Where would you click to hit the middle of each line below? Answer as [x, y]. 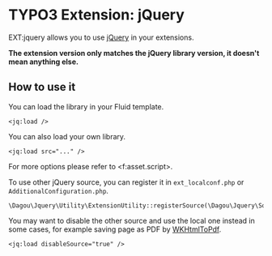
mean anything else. [44, 62]
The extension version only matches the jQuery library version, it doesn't [134, 53]
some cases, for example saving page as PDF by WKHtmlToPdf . [115, 229]
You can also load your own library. [67, 136]
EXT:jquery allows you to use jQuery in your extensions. [101, 37]
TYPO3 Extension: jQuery [96, 15]
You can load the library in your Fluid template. [86, 106]
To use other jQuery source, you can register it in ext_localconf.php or [126, 182]
